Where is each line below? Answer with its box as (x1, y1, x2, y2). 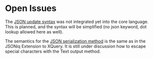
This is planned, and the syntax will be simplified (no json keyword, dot (5, 24, 147, 29)
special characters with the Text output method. (5, 48, 101, 54)
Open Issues (5, 3, 57, 14)
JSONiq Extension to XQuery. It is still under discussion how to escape (5, 43, 146, 49)
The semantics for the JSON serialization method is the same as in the (5, 38, 146, 44)
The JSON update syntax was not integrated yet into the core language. (5, 19, 149, 24)
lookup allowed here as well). (5, 29, 64, 35)
